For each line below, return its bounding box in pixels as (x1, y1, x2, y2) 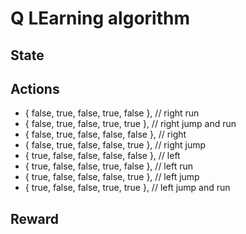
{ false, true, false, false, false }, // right (24, 128, 187, 141)
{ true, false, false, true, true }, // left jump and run (24, 182, 231, 194)
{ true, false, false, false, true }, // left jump (24, 171, 200, 183)
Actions (10, 80, 60, 97)
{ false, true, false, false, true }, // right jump (24, 139, 207, 151)
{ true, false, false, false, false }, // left (24, 150, 181, 162)
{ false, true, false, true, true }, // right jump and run (24, 118, 237, 130)
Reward (10, 210, 60, 227)
